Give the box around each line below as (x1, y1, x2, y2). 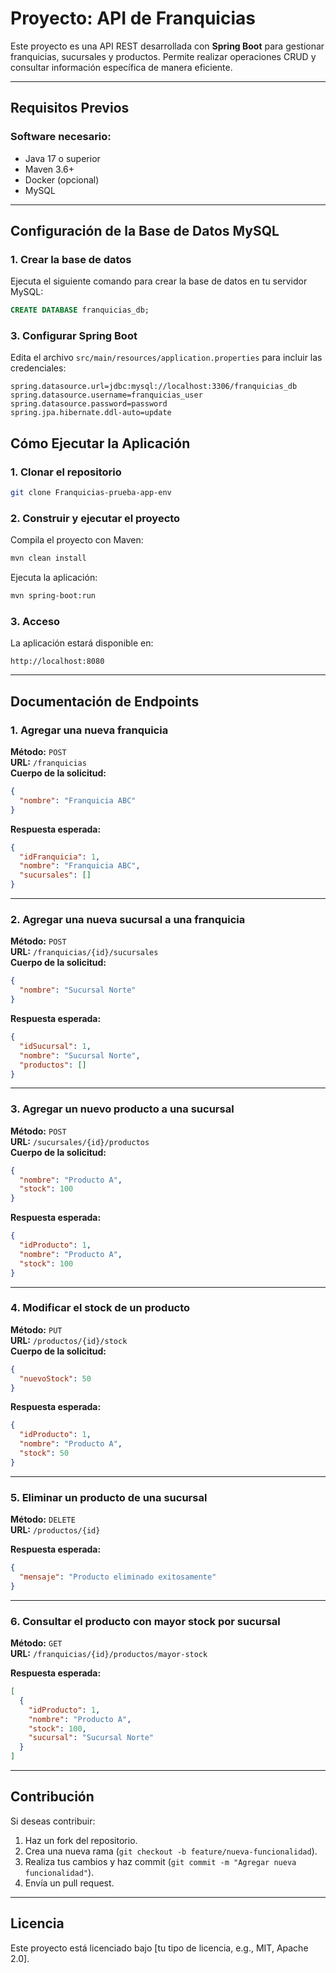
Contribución (10, 1788, 95, 1806)
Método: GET (10, 1637, 63, 1649)
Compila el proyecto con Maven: (10, 534, 144, 546)
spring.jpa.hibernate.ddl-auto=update (10, 408, 172, 418)
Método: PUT (10, 1323, 63, 1336)
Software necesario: (10, 130, 112, 144)
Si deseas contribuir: (10, 1815, 96, 1827)
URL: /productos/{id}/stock (10, 1334, 128, 1346)
